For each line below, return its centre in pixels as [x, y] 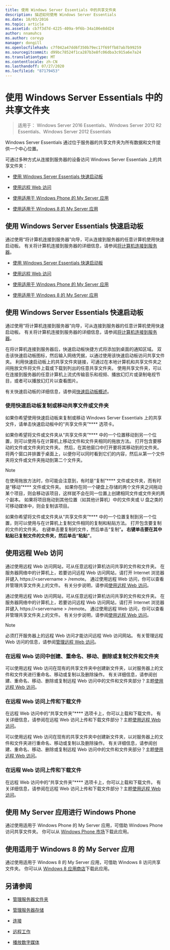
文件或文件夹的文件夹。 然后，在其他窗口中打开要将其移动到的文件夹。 [88, 447]
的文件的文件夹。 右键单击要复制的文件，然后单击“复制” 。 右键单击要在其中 [84, 529]
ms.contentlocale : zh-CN [31, 62]
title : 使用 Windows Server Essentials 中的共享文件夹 [61, 10]
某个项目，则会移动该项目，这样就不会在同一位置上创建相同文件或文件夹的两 [85, 493]
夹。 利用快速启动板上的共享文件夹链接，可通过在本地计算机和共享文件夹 [81, 362]
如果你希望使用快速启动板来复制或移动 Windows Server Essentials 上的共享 [83, 417]
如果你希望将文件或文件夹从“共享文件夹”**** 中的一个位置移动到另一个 [79, 435]
